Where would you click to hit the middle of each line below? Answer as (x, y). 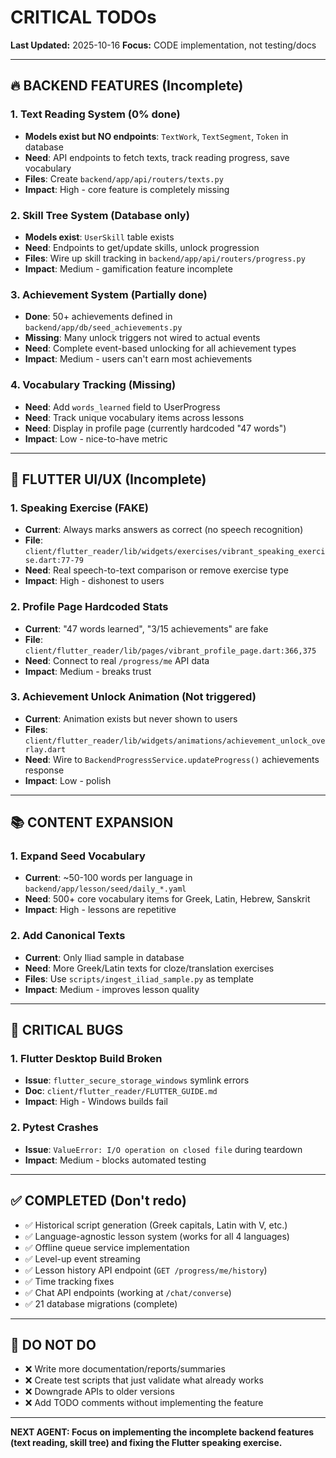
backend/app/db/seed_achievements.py (103, 328)
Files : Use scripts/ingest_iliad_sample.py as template (139, 978)
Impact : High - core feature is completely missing (127, 189)
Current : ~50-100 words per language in (108, 878)
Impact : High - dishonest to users (94, 581)
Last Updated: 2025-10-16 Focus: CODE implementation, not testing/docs (163, 45)
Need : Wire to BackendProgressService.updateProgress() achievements (172, 759)
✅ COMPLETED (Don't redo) (98, 1201)
